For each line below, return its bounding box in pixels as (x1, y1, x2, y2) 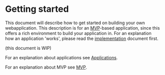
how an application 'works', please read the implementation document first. (5, 36, 159, 41)
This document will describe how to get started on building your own (5, 20, 145, 26)
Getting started (5, 3, 69, 15)
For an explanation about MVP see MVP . (5, 64, 87, 70)
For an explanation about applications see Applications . (5, 54, 118, 60)
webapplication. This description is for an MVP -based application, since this (5, 25, 160, 31)
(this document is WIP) (5, 45, 52, 51)
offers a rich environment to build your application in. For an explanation (5, 30, 152, 36)
